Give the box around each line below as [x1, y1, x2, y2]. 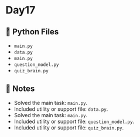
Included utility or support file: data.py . [13, 106, 108, 113]
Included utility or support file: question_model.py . [13, 118, 135, 125]
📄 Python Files [5, 27, 59, 37]
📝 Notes [5, 84, 35, 94]
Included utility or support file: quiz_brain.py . [13, 124, 124, 131]
